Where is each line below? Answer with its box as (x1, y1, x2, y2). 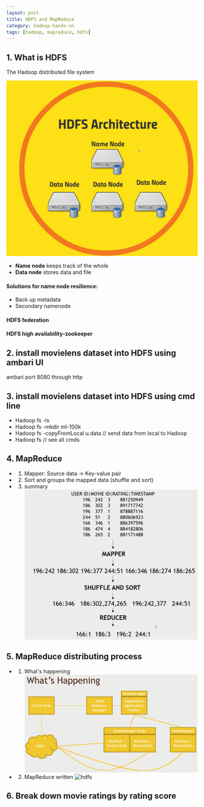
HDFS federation (6, 316, 49, 323)
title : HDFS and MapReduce (6, 16, 75, 22)
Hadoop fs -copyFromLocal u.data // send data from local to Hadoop (15, 430, 187, 437)
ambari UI (6, 357, 44, 368)
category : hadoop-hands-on (6, 22, 75, 29)
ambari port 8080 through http (6, 374, 83, 381)
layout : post (6, 10, 39, 16)
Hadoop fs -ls (15, 417, 50, 424)
